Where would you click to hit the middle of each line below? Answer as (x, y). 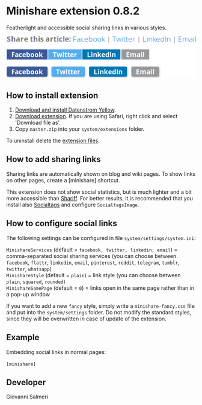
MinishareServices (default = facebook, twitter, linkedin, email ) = (92, 250)
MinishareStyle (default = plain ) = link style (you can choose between (94, 275)
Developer (26, 382)
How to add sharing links (54, 159)
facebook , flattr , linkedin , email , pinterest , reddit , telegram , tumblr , (93, 262)
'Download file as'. (38, 123)
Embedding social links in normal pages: (56, 352)
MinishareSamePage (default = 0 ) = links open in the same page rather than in (100, 288)
